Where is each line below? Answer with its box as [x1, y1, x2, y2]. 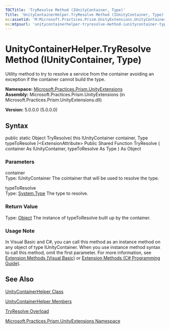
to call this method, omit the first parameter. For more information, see [5, 249, 152, 255]
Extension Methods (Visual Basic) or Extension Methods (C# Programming [5, 254, 160, 261]
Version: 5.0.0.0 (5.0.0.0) [5, 107, 58, 113]
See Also [5, 275, 34, 284]
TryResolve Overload [5, 308, 49, 314]
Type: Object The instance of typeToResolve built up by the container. [5, 214, 151, 221]
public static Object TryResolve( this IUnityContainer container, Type [5, 135, 148, 141]
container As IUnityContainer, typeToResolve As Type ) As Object [5, 145, 142, 152]
